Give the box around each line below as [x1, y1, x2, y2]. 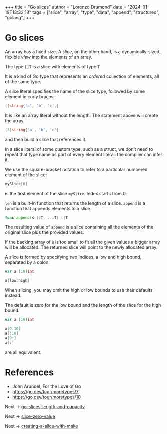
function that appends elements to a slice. [5, 205, 92, 211]
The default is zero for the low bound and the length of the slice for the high [5, 302, 161, 308]
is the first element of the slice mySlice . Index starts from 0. [5, 190, 127, 196]
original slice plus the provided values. [5, 229, 84, 235]
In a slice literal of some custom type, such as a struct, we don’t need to [5, 146, 153, 152]
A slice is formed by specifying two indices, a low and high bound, [5, 254, 142, 260]
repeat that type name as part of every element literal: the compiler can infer [5, 151, 163, 157]
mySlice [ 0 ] [5, 181, 28, 186]
